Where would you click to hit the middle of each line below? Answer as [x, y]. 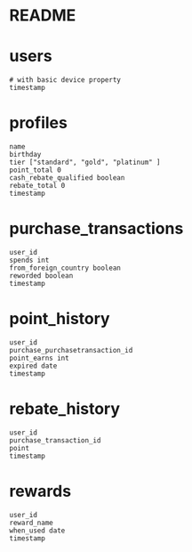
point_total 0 [36, 170]
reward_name [31, 523]
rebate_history [65, 409]
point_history [60, 319]
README [43, 16]
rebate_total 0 [37, 186]
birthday [25, 155]
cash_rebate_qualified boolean [67, 178]
